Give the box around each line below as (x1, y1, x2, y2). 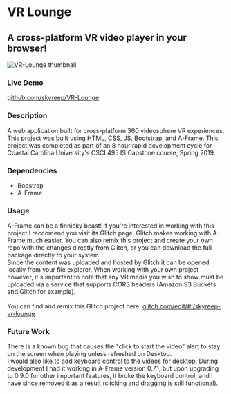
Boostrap (17, 181, 44, 190)
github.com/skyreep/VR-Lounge (7, 94, 100, 102)
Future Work (7, 327, 50, 337)
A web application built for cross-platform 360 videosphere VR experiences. (7, 126, 225, 135)
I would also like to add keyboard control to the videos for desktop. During (7, 357, 219, 366)
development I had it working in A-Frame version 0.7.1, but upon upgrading (7, 364, 219, 373)
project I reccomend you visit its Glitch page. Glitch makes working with (7, 229, 212, 237)
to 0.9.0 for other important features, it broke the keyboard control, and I (7, 372, 213, 380)
